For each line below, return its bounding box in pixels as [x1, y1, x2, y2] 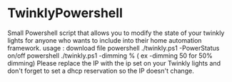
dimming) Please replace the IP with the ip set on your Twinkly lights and [7, 58, 221, 67]
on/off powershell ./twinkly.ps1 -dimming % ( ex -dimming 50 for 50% [7, 51, 213, 60]
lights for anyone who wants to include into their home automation [7, 36, 202, 44]
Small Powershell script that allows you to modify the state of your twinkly [7, 29, 225, 37]
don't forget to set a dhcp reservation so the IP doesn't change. [7, 66, 194, 75]
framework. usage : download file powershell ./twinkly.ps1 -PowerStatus [7, 43, 220, 52]
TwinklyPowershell [7, 5, 123, 21]
